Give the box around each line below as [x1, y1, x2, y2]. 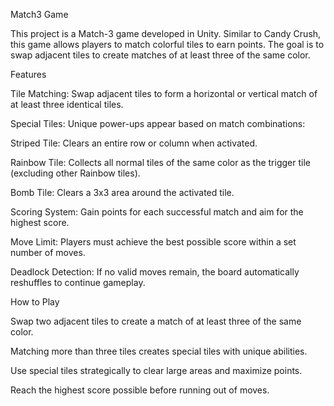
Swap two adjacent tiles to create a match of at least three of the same [10, 315, 302, 327]
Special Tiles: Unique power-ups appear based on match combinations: [10, 118, 306, 129]
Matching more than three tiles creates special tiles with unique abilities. [10, 345, 308, 357]
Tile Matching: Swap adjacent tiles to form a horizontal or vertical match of [10, 88, 318, 99]
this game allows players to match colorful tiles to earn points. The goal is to [10, 39, 325, 50]
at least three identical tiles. [10, 99, 124, 110]
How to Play [10, 296, 60, 308]
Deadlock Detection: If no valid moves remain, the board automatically [10, 266, 300, 278]
